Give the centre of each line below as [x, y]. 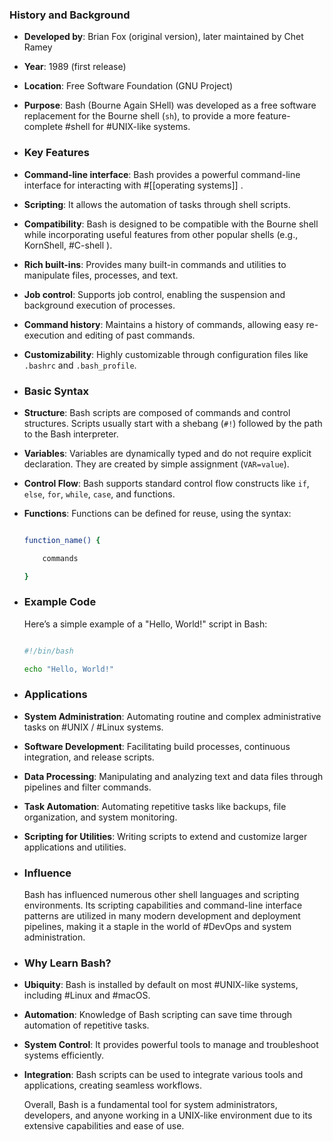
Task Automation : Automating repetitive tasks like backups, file [155, 806]
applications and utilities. [75, 847]
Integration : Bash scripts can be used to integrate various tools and [163, 1075]
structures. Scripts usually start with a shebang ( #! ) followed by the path [173, 423]
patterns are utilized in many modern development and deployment [162, 916]
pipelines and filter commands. [87, 787]
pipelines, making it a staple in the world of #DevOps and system [157, 927]
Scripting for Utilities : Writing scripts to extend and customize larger [165, 836]
